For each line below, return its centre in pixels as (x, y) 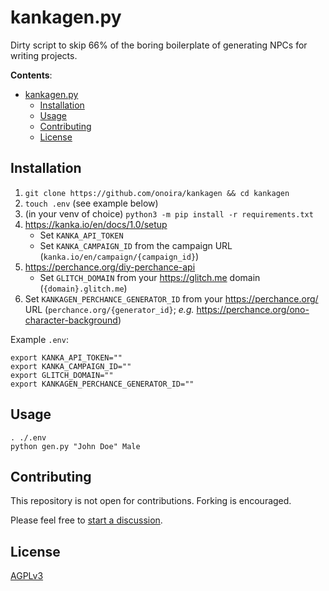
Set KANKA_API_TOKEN (81, 235)
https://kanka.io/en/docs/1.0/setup (96, 224)
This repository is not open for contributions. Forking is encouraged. (151, 501)
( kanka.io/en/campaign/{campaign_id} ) (119, 256)
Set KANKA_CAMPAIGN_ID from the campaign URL (136, 245)
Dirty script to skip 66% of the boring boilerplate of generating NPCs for (159, 45)
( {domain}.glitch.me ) (83, 288)
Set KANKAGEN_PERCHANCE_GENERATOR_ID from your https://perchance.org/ (171, 298)
